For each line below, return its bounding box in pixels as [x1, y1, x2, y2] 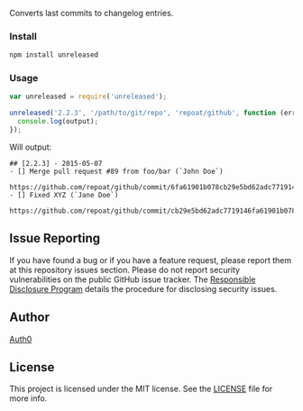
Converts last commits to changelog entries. [9, 8, 174, 18]
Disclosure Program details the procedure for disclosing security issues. [9, 283, 278, 294]
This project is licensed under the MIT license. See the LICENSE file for [9, 383, 273, 395]
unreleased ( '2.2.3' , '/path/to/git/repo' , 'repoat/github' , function [9, 108, 277, 118]
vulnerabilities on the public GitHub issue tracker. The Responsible [9, 274, 256, 285]
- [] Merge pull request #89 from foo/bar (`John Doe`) [9, 167, 224, 176]
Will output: [9, 142, 52, 152]
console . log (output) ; [17, 117, 99, 126]
